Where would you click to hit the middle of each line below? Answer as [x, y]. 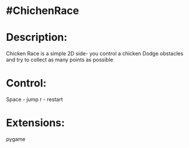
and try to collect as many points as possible [60, 60]
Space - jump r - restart [34, 100]
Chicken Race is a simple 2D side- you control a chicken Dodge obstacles [95, 54]
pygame [16, 139]
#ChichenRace [43, 11]
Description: [37, 38]
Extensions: [36, 123]
